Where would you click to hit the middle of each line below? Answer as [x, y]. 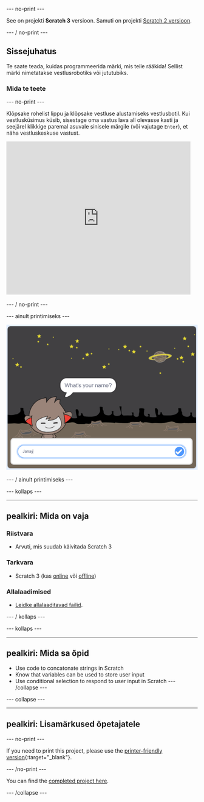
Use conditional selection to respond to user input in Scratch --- [95, 681]
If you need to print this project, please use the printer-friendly [84, 751]
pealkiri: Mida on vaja [48, 516]
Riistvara [20, 534]
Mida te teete [26, 88]
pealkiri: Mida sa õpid [48, 654]
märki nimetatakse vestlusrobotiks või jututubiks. [67, 73]
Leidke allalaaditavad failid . [49, 605]
